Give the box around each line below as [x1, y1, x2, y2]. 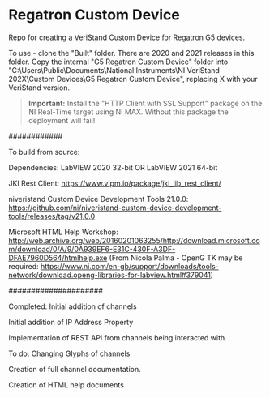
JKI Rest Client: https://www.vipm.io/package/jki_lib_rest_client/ [8, 178, 221, 188]
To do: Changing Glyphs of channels [8, 349, 131, 358]
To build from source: [8, 147, 80, 156]
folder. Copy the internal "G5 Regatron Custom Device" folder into [8, 57, 229, 66]
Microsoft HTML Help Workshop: [8, 227, 119, 237]
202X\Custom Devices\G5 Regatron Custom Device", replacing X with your [8, 74, 258, 83]
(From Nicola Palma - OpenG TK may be [109, 253, 243, 263]
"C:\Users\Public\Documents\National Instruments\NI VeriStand [8, 65, 221, 75]
